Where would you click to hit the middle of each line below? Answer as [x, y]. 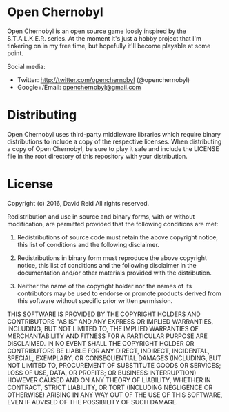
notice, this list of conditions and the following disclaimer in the [107, 265]
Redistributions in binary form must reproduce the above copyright [112, 258]
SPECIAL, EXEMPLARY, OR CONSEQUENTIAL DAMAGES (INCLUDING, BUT [114, 358]
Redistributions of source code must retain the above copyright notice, [118, 237]
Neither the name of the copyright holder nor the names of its [104, 286]
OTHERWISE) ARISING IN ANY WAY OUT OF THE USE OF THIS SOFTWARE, [115, 395]
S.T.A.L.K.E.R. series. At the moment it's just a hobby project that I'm [104, 38]
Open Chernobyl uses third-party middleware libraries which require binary [114, 134]
